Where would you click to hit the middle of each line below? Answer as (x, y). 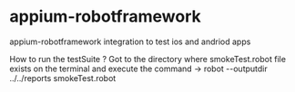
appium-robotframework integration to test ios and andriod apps (130, 41)
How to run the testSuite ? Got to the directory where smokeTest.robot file (148, 59)
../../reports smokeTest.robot (63, 78)
